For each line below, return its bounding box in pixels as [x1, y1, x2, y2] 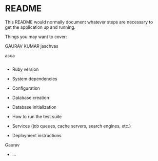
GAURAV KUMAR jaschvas [5, 43, 59, 49]
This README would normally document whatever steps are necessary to [5, 19, 153, 25]
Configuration [12, 85, 40, 91]
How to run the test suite [12, 113, 62, 120]
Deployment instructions [12, 132, 62, 138]
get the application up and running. [5, 24, 76, 30]
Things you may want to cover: [5, 34, 67, 40]
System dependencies [12, 76, 58, 81]
